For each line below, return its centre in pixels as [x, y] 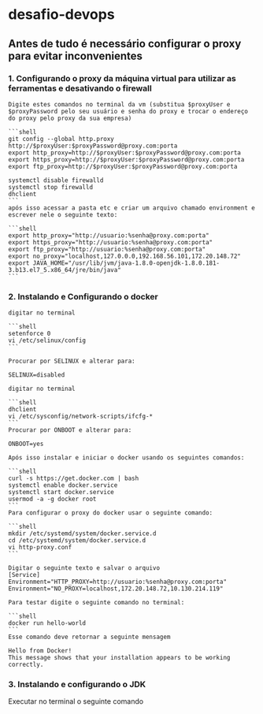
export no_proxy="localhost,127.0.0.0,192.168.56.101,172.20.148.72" [125, 256]
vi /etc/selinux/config [47, 340]
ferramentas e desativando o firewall [80, 88]
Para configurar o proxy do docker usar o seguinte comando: [111, 513]
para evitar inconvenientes [76, 56]
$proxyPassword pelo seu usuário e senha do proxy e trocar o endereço [128, 111]
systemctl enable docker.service [63, 485]
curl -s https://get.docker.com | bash [74, 478]
